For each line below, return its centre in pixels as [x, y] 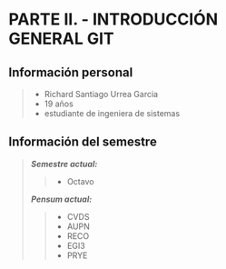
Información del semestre [83, 142]
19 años [59, 104]
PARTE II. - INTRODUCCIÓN [113, 20]
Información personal [71, 72]
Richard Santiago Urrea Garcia [101, 94]
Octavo [80, 181]
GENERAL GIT [61, 39]
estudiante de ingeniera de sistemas [112, 113]
